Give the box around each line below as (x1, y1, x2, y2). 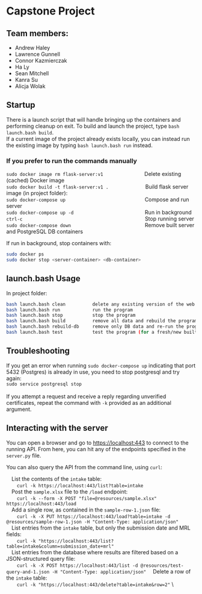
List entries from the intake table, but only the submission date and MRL (11, 524, 191, 531)
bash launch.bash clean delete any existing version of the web (6, 301, 195, 307)
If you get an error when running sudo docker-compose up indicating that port (6, 361, 196, 369)
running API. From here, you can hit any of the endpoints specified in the (6, 445, 186, 452)
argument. (6, 405, 32, 413)
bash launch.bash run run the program (6, 307, 133, 313)
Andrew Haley (14, 44, 50, 51)
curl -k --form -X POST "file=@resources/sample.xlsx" (17, 495, 158, 501)
